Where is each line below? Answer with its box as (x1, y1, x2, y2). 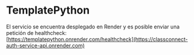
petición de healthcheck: (6, 29, 67, 36)
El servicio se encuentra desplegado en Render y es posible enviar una (6, 23, 180, 30)
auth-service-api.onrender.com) (6, 42, 85, 49)
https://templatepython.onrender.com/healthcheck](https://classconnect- (8, 35, 188, 43)
